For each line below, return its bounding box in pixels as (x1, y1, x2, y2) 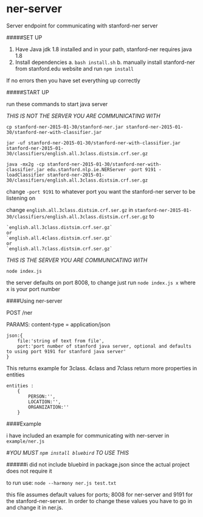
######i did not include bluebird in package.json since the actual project (6, 460, 190, 468)
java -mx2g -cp (6, 161, 45, 167)
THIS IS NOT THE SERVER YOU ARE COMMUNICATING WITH (6, 112, 160, 119)
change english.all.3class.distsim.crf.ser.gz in (6, 206, 134, 213)
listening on (6, 194, 35, 202)
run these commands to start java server (6, 100, 108, 108)
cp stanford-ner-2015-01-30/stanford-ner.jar (6, 124, 123, 130)
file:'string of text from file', (17, 337, 105, 344)
